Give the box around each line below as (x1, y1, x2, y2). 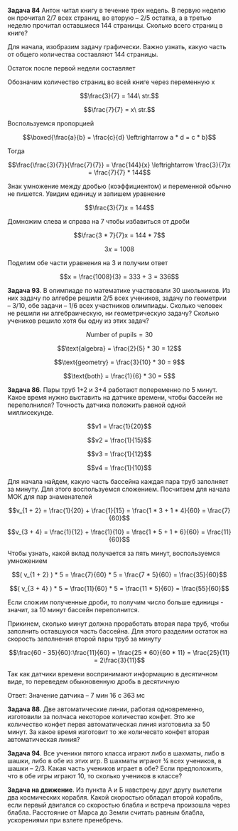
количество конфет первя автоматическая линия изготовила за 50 (7, 720, 211, 728)
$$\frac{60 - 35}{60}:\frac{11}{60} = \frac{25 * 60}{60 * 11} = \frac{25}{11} (9, 649, 230, 656)
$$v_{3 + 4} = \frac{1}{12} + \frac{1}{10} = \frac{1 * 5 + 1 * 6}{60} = (7, 527, 206, 536)
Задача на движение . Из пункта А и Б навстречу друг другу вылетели (7, 785, 222, 794)
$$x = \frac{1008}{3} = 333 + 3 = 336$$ (59, 272, 180, 281)
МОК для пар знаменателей (7, 492, 92, 501)
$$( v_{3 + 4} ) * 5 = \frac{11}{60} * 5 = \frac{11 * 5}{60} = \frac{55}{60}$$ (9, 584, 229, 592)
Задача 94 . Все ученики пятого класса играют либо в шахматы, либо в (7, 749, 225, 758)
